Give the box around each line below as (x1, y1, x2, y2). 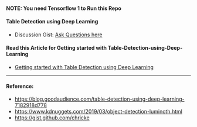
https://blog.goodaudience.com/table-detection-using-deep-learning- (14, 95, 185, 102)
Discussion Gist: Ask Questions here (14, 31, 103, 38)
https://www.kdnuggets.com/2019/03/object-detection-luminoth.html (14, 108, 183, 115)
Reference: (6, 83, 34, 90)
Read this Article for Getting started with (6, 44, 107, 52)
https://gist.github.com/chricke (14, 114, 90, 121)
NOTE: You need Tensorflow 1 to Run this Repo (6, 5, 122, 12)
